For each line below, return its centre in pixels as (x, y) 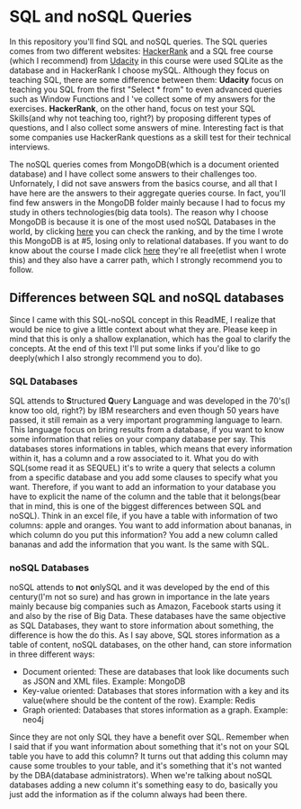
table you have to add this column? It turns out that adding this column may (149, 756)
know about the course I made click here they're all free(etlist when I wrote (148, 250)
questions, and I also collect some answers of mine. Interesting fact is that (147, 127)
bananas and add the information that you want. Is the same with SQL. (139, 545)
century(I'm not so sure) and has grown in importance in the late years (140, 597)
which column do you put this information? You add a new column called (144, 535)
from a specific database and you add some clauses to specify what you (144, 477)
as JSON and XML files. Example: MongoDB (104, 681)
